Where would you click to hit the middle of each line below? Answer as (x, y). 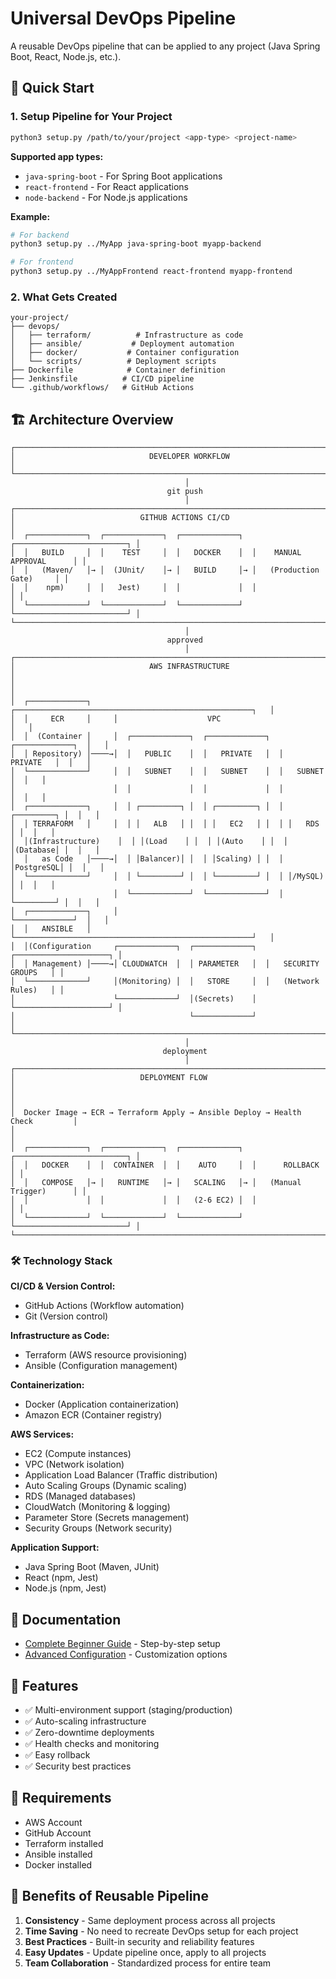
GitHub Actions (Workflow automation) (104, 1306)
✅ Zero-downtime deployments (89, 1733)
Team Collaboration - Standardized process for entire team (148, 1963)
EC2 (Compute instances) (78, 1454)
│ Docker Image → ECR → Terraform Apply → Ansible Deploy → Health (156, 1113)
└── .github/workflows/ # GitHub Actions (102, 388)
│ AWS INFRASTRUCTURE (120, 667)
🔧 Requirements (61, 1798)
